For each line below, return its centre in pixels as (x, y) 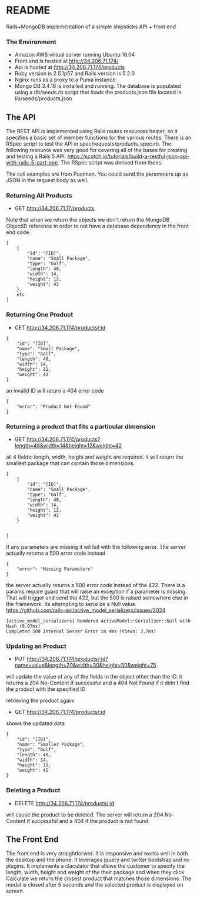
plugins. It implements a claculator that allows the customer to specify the (96, 866)
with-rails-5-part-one (32, 163)
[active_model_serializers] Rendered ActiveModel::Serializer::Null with (98, 621)
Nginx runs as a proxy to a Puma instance (65, 80)
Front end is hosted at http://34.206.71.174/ (66, 61)
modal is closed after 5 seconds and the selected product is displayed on (95, 885)
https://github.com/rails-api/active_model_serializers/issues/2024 (86, 610)
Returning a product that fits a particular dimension (81, 426)
